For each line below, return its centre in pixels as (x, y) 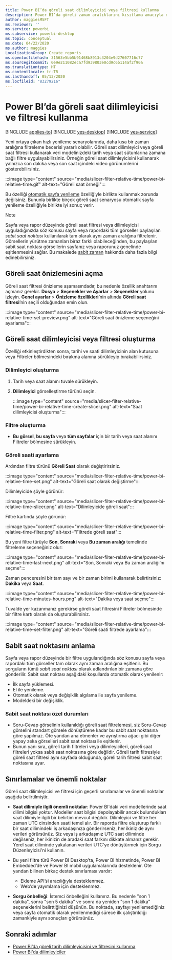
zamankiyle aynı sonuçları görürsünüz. (53, 918)
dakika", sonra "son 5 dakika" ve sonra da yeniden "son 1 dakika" (81, 902)
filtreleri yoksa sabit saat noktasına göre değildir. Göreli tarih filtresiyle (86, 752)
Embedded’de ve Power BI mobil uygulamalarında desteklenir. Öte (82, 866)
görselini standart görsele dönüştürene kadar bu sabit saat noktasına (85, 730)
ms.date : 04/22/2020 (27, 43)
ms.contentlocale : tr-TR (32, 72)
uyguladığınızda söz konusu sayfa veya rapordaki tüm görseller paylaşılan (83, 230)
